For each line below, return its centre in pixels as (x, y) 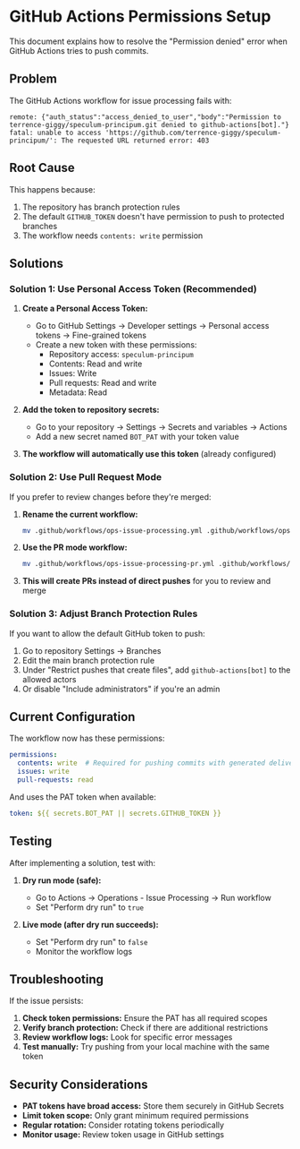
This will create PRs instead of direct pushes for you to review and (146, 581)
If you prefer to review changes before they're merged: (110, 497)
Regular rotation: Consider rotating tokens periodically (123, 1125)
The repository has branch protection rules (101, 207)
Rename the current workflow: (80, 514)
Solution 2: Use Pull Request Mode (86, 477)
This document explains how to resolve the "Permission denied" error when (148, 41)
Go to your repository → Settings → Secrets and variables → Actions (161, 427)
